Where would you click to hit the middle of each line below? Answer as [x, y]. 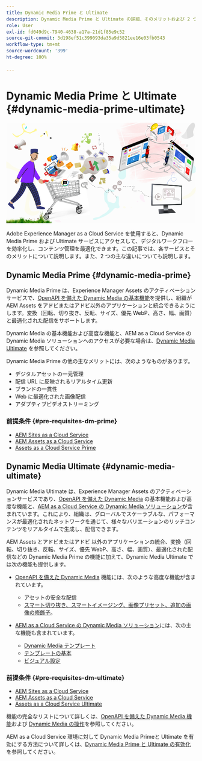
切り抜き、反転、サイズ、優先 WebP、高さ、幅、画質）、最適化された [102, 549]
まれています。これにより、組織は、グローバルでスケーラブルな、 [87, 514]
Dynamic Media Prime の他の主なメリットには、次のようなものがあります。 [100, 361]
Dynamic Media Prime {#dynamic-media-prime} [99, 275]
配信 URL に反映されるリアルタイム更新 [64, 382]
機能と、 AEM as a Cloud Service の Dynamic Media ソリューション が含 [105, 506]
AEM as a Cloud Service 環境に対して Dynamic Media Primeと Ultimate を [97, 736]
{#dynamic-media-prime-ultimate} [96, 109]
